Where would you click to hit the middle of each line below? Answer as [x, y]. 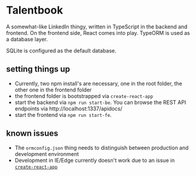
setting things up [38, 69]
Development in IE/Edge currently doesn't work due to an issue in [94, 160]
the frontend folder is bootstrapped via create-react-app [84, 96]
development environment [47, 154]
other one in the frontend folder [53, 90]
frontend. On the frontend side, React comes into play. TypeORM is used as [98, 32]
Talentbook [35, 10]
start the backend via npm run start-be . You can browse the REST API [100, 102]
